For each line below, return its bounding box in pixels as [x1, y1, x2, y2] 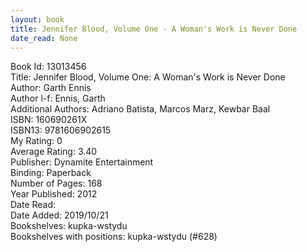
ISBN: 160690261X [10, 114, 88, 126]
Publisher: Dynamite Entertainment [10, 156, 154, 168]
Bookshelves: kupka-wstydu [10, 220, 128, 232]
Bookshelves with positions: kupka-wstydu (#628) [10, 231, 218, 243]
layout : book [10, 14, 65, 25]
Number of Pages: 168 [10, 177, 103, 190]
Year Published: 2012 [10, 188, 98, 200]
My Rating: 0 [10, 135, 63, 147]
